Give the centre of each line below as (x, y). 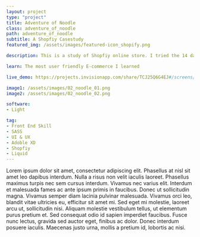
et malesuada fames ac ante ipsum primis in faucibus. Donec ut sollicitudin (98, 190)
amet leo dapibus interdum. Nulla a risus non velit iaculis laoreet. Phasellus (98, 177)
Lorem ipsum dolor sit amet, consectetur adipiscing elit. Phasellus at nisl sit (98, 171)
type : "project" (26, 17)
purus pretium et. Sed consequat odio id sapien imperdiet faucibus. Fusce (97, 215)
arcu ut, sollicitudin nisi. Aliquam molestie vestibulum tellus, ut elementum (96, 208)
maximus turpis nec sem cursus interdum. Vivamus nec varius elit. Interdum (99, 183)
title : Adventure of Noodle (41, 23)
